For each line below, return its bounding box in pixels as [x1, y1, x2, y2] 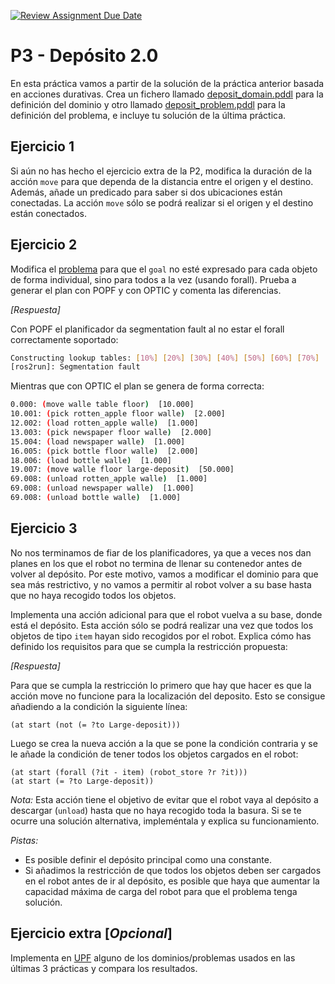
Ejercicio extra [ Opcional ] [10, 925, 173, 942]
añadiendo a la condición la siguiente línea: [10, 700, 188, 712]
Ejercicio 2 [10, 236, 78, 254]
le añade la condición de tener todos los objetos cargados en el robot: [10, 748, 299, 760]
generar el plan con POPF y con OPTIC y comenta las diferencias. [10, 284, 282, 296]
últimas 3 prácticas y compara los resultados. [10, 962, 198, 974]
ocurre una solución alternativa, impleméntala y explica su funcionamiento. [10, 815, 320, 827]
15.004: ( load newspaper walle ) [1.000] [10, 436, 186, 447]
